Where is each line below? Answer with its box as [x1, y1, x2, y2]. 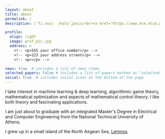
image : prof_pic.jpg [9, 39, 52, 44]
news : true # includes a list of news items [5, 66, 100, 71]
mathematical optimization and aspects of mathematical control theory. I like [5, 94, 160, 100]
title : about [5, 12, 32, 17]
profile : [5, 30, 23, 35]
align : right [9, 34, 36, 39]
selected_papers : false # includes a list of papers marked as [5, 71, 137, 76]
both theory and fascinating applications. [5, 99, 88, 105]
